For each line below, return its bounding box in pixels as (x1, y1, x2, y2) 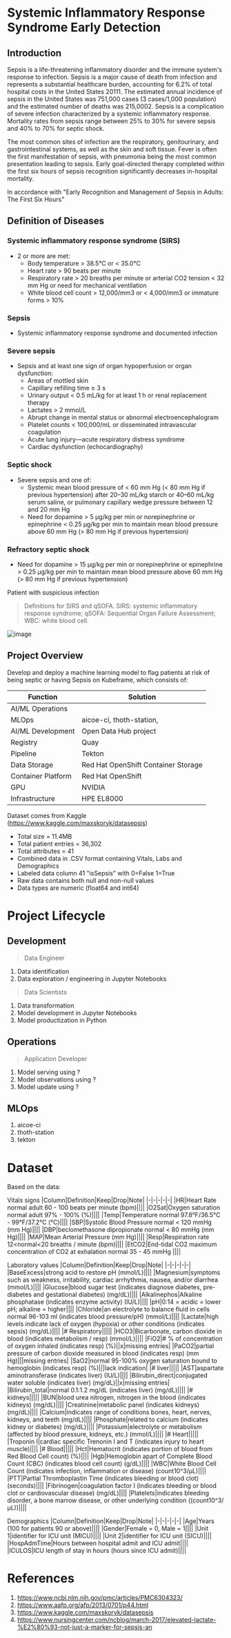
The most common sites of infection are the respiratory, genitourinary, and (7, 138, 219, 146)
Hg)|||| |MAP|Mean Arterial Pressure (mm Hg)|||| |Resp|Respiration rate (7, 1233, 210, 1241)
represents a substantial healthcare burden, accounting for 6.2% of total (7, 80, 212, 88)
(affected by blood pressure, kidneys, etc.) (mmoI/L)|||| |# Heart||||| (7, 1430, 199, 1439)
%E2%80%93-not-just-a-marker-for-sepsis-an (17, 1623, 153, 1631)
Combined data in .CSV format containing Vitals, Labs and (17, 854, 183, 862)
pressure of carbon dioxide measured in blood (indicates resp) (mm (7, 1349, 199, 1358)
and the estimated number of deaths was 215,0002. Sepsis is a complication (7, 102, 224, 110)
